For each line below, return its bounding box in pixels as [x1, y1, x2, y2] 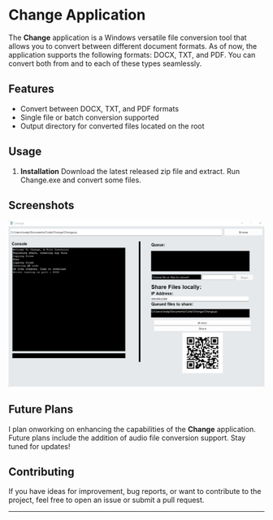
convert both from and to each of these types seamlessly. [8, 59, 202, 68]
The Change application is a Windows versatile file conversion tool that [8, 33, 247, 42]
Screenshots [8, 198, 75, 212]
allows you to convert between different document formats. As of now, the [8, 41, 258, 50]
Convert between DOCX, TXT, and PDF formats [19, 103, 180, 113]
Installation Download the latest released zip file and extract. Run [19, 166, 240, 176]
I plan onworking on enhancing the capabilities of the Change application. [8, 424, 256, 434]
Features [8, 82, 54, 96]
